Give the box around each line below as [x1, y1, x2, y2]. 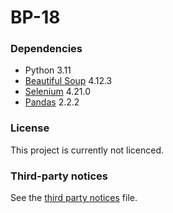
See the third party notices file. [10, 192, 138, 204]
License [10, 121, 50, 135]
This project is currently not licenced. [10, 144, 165, 156]
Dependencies [10, 42, 83, 56]
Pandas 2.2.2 [24, 96, 80, 108]
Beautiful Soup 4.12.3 [24, 75, 113, 87]
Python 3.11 [24, 64, 72, 76]
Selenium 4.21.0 [24, 86, 91, 98]
